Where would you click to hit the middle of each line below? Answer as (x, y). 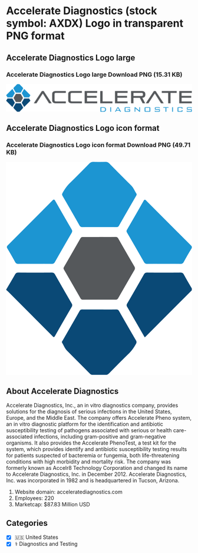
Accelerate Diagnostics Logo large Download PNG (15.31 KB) (94, 74)
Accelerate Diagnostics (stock (82, 11)
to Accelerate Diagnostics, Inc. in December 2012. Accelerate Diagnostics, (96, 474)
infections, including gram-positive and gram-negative (100, 437)
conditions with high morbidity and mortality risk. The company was (89, 462)
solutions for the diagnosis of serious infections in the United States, (89, 412)
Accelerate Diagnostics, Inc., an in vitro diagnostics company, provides (92, 406)
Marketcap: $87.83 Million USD (52, 505)
